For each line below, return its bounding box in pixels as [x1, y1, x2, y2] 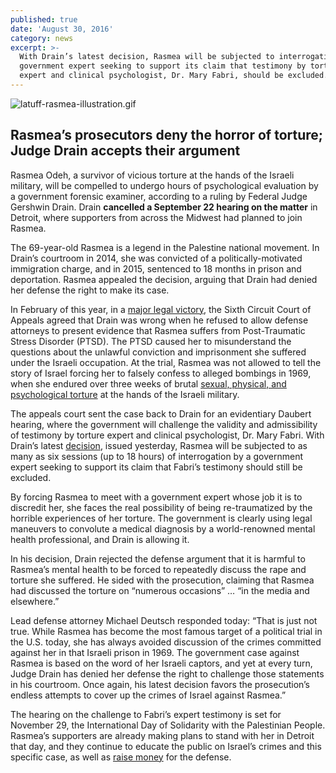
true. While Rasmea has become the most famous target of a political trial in [10, 625, 323, 637]
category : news [10, 33, 74, 43]
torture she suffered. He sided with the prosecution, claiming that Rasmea [10, 574, 315, 586]
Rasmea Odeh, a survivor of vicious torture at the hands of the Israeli [10, 169, 295, 181]
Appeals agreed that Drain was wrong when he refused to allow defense [10, 314, 309, 326]
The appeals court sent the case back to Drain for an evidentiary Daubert [10, 407, 312, 420]
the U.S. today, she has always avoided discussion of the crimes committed [10, 636, 322, 648]
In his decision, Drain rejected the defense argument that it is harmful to [10, 552, 306, 565]
